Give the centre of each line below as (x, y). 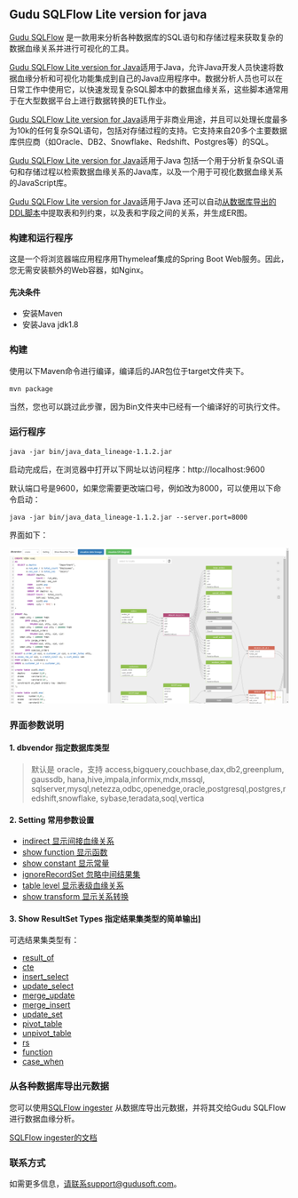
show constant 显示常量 (66, 863)
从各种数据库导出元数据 (59, 1086)
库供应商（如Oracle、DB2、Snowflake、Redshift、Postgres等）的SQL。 (141, 141)
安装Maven (43, 314)
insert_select (45, 977)
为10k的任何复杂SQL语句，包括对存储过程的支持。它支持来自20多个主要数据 (149, 130)
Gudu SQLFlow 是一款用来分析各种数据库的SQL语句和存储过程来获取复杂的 (146, 37)
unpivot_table (47, 1034)
